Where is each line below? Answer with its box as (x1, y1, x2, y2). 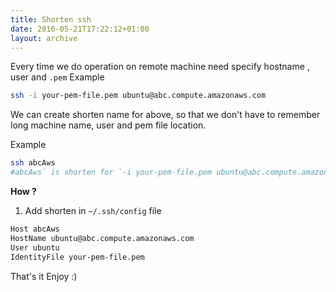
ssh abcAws (10, 158, 56, 168)
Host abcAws (10, 224, 60, 234)
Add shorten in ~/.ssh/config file (24, 205, 162, 216)
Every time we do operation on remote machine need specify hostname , (10, 61, 310, 73)
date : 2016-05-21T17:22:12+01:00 (10, 24, 150, 34)
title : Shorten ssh (10, 14, 92, 25)
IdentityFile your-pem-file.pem (10, 252, 145, 262)
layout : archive (10, 33, 78, 43)
